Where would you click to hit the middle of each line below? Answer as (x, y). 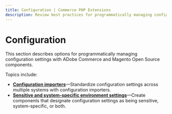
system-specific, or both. (39, 106)
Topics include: (21, 75)
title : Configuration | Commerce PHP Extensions (58, 10)
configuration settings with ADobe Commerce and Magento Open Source (83, 60)
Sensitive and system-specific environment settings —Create (79, 95)
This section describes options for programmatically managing (71, 54)
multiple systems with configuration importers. (62, 90)
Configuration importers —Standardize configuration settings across (85, 84)
